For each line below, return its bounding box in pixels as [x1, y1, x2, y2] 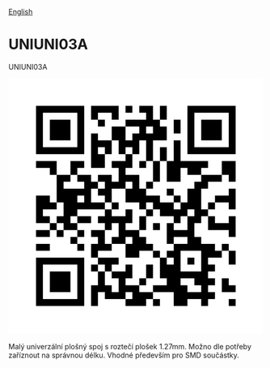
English [8, 7, 33, 16]
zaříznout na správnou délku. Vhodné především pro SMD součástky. [8, 350, 240, 360]
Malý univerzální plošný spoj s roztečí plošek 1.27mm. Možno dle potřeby [8, 341, 252, 351]
